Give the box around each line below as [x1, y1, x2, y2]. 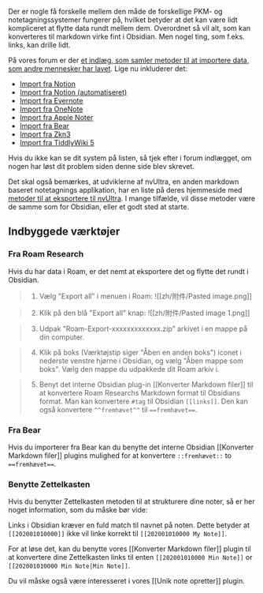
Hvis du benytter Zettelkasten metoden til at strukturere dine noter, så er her [8, 497, 255, 506]
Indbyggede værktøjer [8, 225, 120, 238]
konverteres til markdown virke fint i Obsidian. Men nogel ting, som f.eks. [8, 32, 246, 41]
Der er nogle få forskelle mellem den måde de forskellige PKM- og [8, 7, 223, 16]
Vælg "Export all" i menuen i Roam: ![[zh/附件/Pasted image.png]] [39, 291, 252, 301]
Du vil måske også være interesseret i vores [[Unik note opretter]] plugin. [8, 576, 246, 586]
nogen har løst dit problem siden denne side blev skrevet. [8, 162, 195, 171]
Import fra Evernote [19, 96, 83, 105]
